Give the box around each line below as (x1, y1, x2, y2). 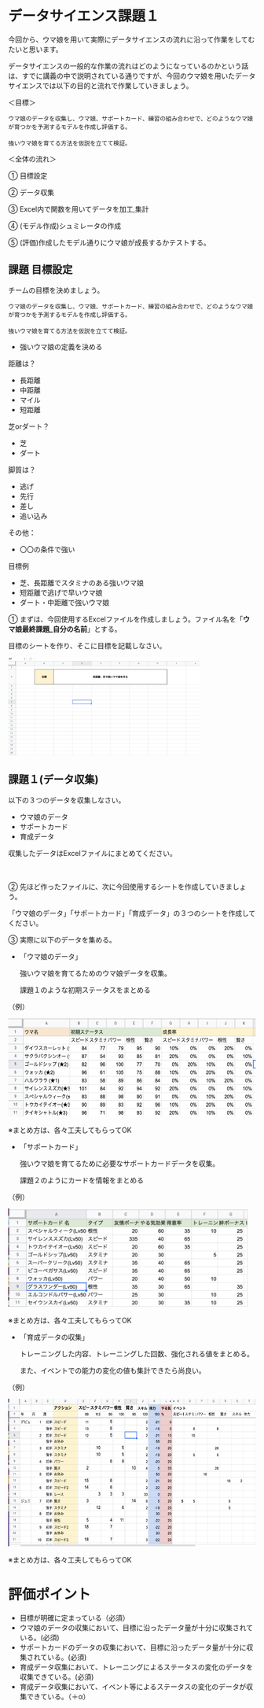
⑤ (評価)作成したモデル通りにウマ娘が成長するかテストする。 (8, 238, 211, 247)
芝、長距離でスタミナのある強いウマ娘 (19, 577, 144, 587)
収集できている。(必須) (19, 1672, 94, 1681)
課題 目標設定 (8, 263, 73, 276)
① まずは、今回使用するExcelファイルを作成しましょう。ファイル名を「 (8, 614, 244, 624)
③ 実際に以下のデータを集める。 (8, 935, 116, 944)
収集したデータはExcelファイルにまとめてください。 (8, 848, 177, 858)
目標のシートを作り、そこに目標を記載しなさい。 (8, 640, 167, 650)
